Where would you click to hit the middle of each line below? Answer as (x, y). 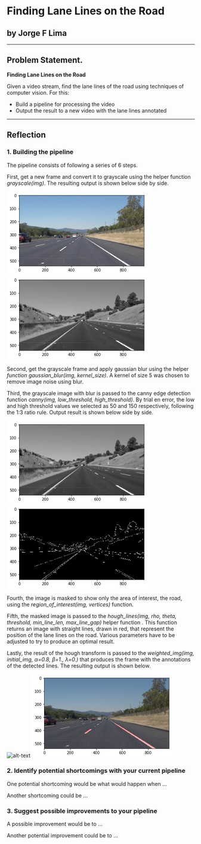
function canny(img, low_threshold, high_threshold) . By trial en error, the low (101, 400)
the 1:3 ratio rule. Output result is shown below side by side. (80, 412)
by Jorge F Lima (37, 33)
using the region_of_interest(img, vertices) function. (70, 604)
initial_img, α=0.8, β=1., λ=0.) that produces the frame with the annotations (99, 659)
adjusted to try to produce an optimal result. (61, 641)
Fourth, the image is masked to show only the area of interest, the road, (95, 598)
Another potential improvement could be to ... (63, 836)
